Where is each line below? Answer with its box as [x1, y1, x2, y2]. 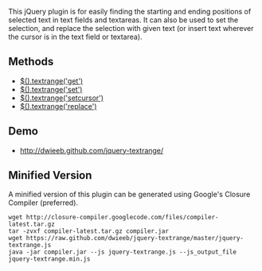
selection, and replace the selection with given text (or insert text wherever [8, 24, 254, 33]
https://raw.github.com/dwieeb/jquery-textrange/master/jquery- [25, 234, 244, 242]
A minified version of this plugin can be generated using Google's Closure [8, 190, 251, 199]
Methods [8, 55, 54, 68]
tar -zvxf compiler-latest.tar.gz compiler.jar [8, 227, 170, 235]
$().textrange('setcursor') [19, 93, 104, 103]
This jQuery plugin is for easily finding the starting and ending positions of [8, 7, 252, 16]
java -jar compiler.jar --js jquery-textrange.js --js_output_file [8, 248, 237, 257]
